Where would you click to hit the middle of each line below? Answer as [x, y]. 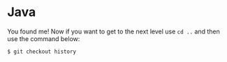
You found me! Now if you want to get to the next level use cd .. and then [113, 31]
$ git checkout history [42, 52]
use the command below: [44, 38]
